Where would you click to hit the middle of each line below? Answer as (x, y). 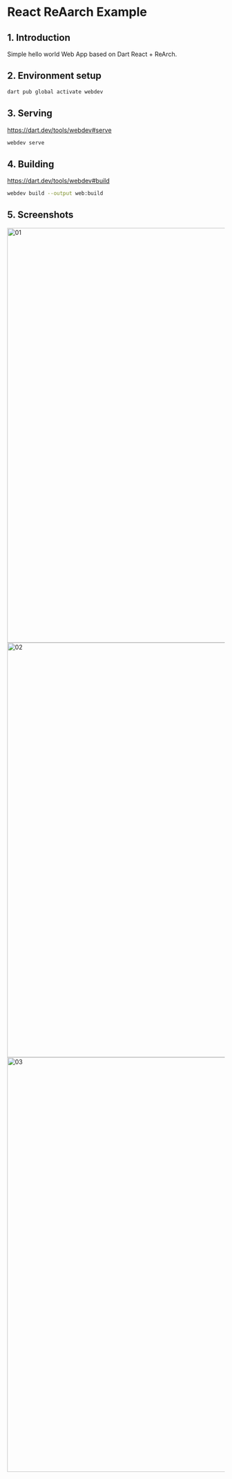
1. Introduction (39, 38)
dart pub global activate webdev (55, 92)
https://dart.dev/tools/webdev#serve (59, 130)
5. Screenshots (40, 215)
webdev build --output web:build (55, 194)
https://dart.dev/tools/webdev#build (59, 181)
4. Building (31, 164)
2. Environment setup (54, 76)
